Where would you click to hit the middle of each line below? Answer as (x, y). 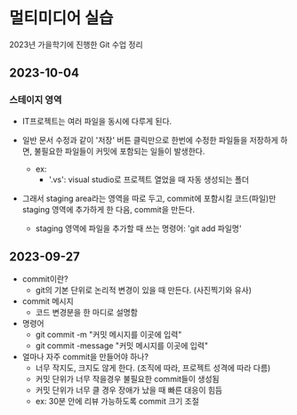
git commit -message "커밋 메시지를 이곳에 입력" (122, 346)
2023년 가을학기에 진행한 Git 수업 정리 (76, 44)
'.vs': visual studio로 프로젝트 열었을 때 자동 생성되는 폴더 (149, 180)
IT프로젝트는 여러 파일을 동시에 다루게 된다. (97, 121)
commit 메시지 (48, 301)
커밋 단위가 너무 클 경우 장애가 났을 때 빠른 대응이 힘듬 (129, 390)
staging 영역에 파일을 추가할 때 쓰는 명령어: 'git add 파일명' (138, 228)
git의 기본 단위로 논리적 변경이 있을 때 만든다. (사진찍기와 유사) (143, 291)
